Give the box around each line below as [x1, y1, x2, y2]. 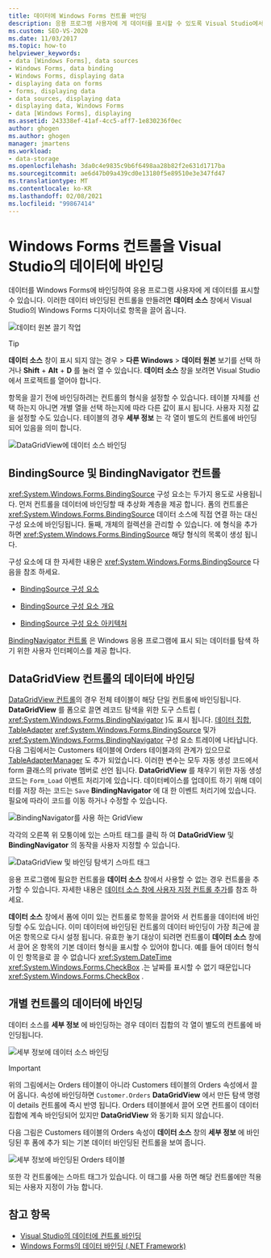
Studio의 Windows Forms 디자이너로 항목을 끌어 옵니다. [8, 305, 187, 315]
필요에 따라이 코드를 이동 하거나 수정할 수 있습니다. [8, 796, 168, 806]
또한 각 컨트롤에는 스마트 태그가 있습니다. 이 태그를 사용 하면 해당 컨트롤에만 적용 [8, 1172, 262, 1181]
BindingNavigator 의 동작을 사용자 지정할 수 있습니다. [8, 840, 180, 850]
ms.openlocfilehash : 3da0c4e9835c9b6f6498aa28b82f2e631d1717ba [8, 162, 226, 170]
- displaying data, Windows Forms [8, 102, 125, 110]
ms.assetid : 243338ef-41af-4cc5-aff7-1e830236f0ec [8, 117, 182, 125]
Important [8, 1063, 41, 1073]
